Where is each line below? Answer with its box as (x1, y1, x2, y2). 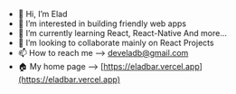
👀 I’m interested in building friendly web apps (17, 18, 187, 29)
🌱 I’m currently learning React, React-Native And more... (17, 28, 228, 38)
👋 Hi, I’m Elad (17, 9, 68, 19)
